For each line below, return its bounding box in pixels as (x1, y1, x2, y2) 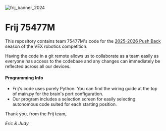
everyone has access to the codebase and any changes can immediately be (5, 58, 161, 64)
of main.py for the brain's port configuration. (12, 91, 104, 97)
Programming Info (5, 74, 44, 81)
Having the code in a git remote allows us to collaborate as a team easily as (5, 53, 159, 59)
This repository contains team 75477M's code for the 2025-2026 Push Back (5, 38, 161, 44)
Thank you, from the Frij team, (5, 111, 67, 117)
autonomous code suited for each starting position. (12, 101, 117, 107)
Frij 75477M (5, 22, 55, 33)
